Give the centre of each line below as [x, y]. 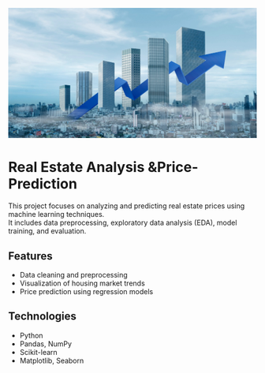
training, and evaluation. [47, 231]
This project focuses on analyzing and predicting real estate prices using [127, 206]
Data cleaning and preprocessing [73, 275]
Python [31, 335]
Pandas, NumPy [46, 344]
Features [30, 256]
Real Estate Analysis [77, 168]
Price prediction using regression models [86, 292]
